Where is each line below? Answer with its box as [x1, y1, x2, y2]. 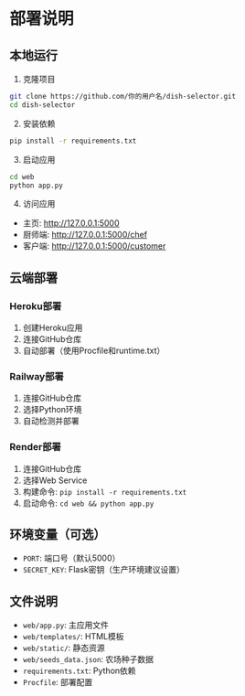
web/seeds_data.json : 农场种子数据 [22, 654, 154, 665]
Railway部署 [9, 369, 64, 382]
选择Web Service [22, 475, 88, 486]
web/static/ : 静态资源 [22, 642, 105, 654]
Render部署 [9, 441, 61, 454]
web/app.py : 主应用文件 [22, 619, 110, 631]
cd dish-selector [9, 100, 76, 110]
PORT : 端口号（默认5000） [22, 552, 121, 563]
